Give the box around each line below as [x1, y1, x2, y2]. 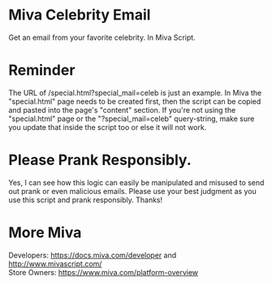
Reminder [8, 61, 76, 80]
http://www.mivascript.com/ [8, 258, 102, 269]
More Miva [8, 223, 82, 241]
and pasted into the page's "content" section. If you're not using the [8, 105, 236, 114]
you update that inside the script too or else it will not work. [8, 122, 207, 132]
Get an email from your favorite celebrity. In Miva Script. [8, 32, 196, 42]
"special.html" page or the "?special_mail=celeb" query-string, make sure [8, 114, 255, 123]
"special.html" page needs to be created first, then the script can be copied [8, 96, 261, 106]
